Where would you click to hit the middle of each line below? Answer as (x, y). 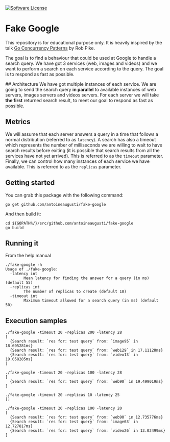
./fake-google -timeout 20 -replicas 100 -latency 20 (64, 408)
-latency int (24, 274)
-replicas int (25, 287)
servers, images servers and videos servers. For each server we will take (82, 95)
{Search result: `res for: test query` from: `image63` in (74, 422)
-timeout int (24, 296)
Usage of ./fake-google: (32, 269)
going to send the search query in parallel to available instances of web (81, 89)
